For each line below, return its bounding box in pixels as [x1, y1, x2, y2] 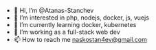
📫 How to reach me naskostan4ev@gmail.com [13, 36, 148, 43]
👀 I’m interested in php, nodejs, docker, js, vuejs [13, 14, 150, 22]
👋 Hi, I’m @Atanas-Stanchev [13, 7, 94, 14]
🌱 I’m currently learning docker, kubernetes [13, 21, 137, 28]
